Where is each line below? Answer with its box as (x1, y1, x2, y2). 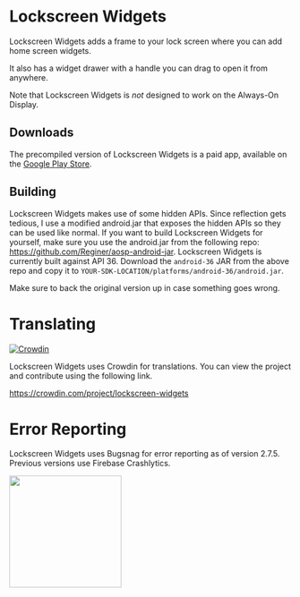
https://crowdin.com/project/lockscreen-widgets (9, 388, 189, 398)
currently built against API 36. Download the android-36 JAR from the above (9, 255, 289, 266)
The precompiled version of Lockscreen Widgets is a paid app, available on (9, 149, 287, 159)
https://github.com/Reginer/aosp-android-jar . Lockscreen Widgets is (9, 246, 262, 257)
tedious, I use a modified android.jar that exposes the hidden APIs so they (9, 217, 282, 228)
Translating (9, 313, 97, 334)
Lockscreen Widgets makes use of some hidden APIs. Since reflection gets (9, 208, 287, 218)
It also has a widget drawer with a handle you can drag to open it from (9, 63, 269, 73)
